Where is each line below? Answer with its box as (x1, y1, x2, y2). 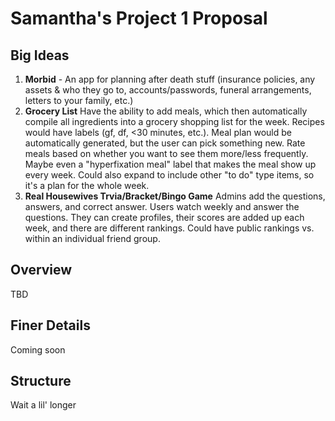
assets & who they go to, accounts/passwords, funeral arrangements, (24, 84, 312, 96)
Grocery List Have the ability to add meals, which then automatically (24, 105, 308, 117)
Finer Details (10, 317, 91, 334)
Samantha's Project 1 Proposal (10, 7, 268, 30)
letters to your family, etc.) (24, 95, 134, 106)
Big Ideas (10, 47, 70, 64)
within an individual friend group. (24, 233, 161, 244)
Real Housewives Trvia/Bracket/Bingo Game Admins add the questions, (24, 190, 326, 202)
